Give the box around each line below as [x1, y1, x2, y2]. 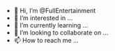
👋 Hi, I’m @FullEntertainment [13, 7, 96, 14]
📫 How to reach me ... [13, 37, 79, 44]
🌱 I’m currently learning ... [13, 21, 89, 29]
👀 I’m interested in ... [13, 14, 73, 22]
